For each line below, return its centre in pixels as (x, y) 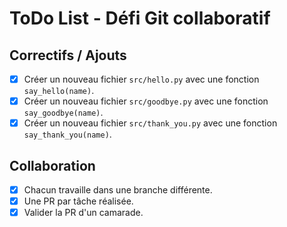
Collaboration (52, 165)
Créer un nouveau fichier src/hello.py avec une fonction (141, 79)
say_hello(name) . (59, 91)
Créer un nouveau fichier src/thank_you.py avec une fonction (150, 123)
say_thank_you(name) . (67, 134)
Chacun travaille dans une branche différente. (118, 190)
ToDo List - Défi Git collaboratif (140, 18)
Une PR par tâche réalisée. (78, 201)
